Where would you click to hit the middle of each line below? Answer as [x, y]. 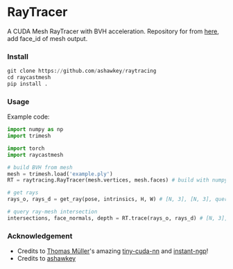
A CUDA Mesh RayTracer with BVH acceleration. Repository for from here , [113, 31]
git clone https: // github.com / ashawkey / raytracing [82, 71]
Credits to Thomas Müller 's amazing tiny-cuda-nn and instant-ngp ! [113, 251]
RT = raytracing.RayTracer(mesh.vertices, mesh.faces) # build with [108, 180]
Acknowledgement [40, 236]
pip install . [28, 84]
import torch [26, 148]
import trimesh [29, 136]
